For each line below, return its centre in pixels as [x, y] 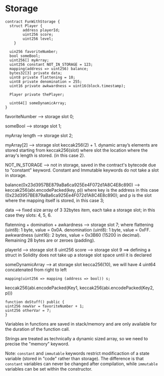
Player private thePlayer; [37, 94]
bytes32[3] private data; [36, 73]
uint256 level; [38, 39]
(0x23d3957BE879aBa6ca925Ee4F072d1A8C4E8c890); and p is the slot [78, 195]
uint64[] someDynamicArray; [38, 103]
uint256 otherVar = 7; [28, 310]
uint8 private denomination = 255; [46, 81]
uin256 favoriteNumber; [34, 51]
